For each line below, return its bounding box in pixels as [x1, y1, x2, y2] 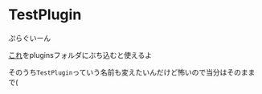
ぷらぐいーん [8, 33, 51, 43]
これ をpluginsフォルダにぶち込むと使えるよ [8, 50, 153, 59]
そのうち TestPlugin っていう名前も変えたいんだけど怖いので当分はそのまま [8, 67, 256, 77]
